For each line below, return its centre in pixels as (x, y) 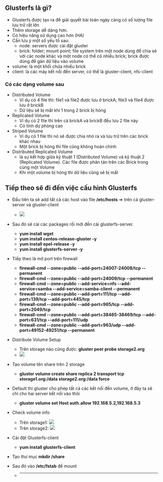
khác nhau (30, 141)
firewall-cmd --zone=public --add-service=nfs (68, 283)
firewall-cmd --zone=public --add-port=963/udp (70, 325)
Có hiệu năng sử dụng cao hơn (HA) (48, 35)
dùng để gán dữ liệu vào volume (51, 61)
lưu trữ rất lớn (26, 25)
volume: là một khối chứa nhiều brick (49, 66)
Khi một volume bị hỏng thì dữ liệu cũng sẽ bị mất (69, 173)
